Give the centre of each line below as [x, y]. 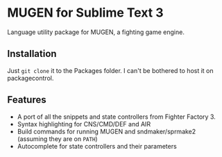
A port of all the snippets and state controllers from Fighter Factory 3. [117, 117]
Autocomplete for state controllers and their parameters [97, 146]
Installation [32, 54]
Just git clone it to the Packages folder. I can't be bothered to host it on [110, 70]
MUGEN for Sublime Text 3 [85, 13]
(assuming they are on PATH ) [58, 139]
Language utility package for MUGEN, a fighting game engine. [96, 32]
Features [27, 100]
